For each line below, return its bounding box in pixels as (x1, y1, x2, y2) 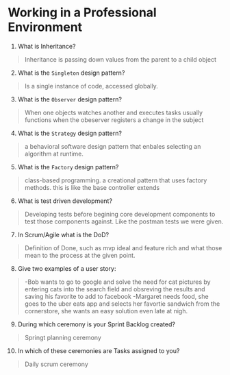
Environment (8, 19, 83, 35)
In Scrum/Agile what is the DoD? (17, 230, 109, 239)
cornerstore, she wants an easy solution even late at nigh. (24, 306, 188, 315)
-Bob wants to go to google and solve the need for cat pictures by (24, 278, 211, 286)
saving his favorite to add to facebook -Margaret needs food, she (24, 292, 209, 300)
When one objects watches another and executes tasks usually (24, 108, 203, 117)
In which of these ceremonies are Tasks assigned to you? (17, 346, 180, 354)
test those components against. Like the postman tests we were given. (24, 217, 224, 226)
